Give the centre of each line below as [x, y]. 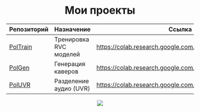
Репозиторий [29, 29]
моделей [67, 54]
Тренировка [72, 39]
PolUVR [20, 85]
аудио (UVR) [72, 88]
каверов [66, 71]
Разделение [72, 81]
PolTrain [21, 46]
